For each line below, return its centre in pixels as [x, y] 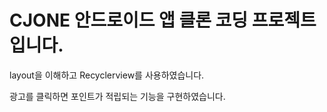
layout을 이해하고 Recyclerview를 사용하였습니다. [107, 75]
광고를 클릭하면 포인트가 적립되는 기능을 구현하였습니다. [117, 96]
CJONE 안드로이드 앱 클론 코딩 [129, 20]
